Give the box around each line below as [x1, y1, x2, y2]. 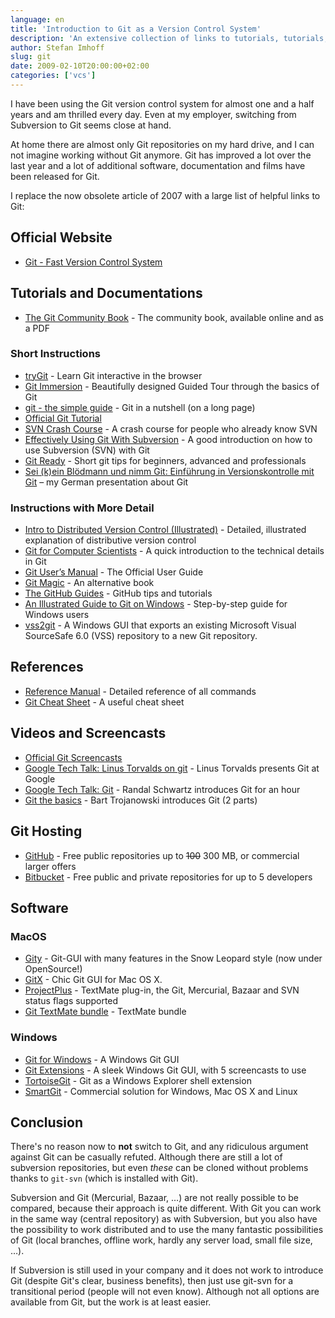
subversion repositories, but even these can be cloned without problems [10, 1162, 309, 1174]
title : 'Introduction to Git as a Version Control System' [10, 24, 262, 34]
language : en [10, 14, 65, 25]
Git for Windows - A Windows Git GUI [24, 1053, 180, 1065]
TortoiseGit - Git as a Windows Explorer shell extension [24, 1074, 252, 1086]
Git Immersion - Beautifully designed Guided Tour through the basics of [24, 380, 320, 392]
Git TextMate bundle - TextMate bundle [24, 1006, 187, 1018]
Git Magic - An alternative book [24, 577, 155, 589]
